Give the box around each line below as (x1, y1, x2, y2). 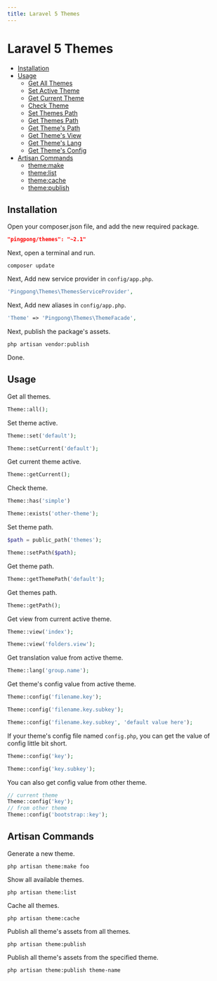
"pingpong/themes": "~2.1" (7, 236, 86, 243)
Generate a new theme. (7, 849, 75, 858)
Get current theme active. (7, 458, 81, 466)
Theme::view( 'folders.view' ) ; (7, 641, 96, 648)
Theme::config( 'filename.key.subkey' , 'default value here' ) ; (7, 719, 193, 726)
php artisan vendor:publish (7, 341, 90, 348)
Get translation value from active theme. (7, 653, 124, 662)
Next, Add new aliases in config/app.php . (7, 301, 126, 309)
